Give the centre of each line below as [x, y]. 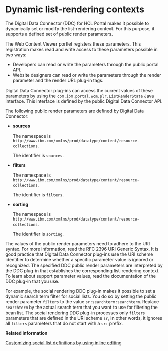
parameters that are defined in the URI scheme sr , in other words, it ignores [84, 318]
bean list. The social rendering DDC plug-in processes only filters [75, 313]
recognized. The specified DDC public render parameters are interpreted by [84, 265]
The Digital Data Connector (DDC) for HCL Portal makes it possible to [77, 23]
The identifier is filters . [38, 194]
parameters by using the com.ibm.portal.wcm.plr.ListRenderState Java [80, 96]
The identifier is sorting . [38, 234]
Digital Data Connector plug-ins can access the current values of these [79, 90]
